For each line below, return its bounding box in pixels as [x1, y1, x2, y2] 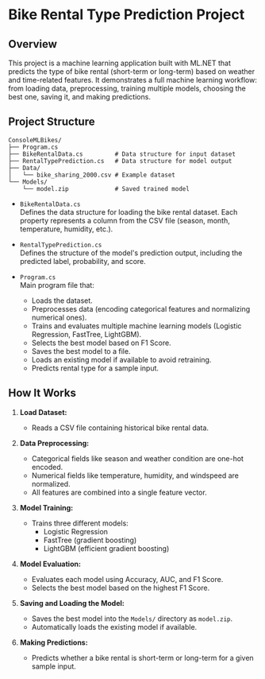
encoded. [31, 462, 63, 471]
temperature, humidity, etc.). [19, 224, 113, 234]
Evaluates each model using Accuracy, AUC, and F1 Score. [31, 574, 224, 584]
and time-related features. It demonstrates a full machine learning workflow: [8, 76, 258, 84]
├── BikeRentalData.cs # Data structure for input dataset [8, 149, 236, 158]
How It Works [8, 386, 77, 400]
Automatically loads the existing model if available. [31, 622, 198, 631]
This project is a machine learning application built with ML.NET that [8, 58, 232, 68]
